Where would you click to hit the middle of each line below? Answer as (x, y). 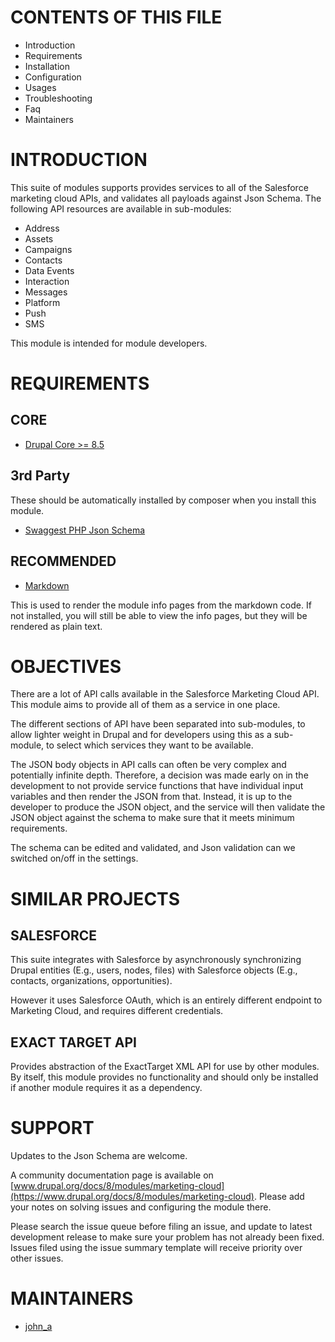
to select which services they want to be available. (150, 745)
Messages (46, 292)
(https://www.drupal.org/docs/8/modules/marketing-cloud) (132, 1197)
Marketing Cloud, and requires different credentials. (117, 1011)
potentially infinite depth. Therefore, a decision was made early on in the (159, 775)
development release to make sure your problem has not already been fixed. (167, 1237)
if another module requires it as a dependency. (106, 1088)
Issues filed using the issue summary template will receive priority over (156, 1248)
